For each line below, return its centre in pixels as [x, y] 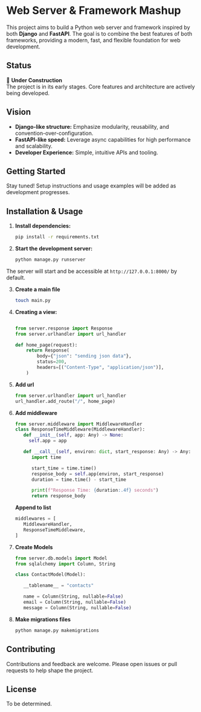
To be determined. [29, 704]
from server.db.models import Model [61, 558]
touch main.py [33, 300]
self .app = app [48, 441]
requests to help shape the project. [50, 670]
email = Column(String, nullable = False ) [75, 603]
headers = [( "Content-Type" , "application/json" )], [101, 367]
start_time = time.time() [64, 468]
